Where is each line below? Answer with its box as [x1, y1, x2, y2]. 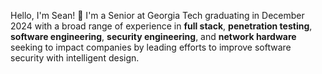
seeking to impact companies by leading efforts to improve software [10, 41, 292, 53]
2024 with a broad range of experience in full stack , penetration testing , [10, 20, 313, 32]
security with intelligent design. [10, 52, 140, 64]
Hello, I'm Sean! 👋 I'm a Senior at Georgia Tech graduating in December [10, 10, 305, 21]
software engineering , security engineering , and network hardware [10, 31, 297, 42]
